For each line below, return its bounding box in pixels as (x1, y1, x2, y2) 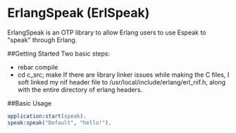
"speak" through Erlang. (7, 35, 77, 44)
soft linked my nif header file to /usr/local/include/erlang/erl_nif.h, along (17, 77, 226, 86)
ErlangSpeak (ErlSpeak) (7, 5, 150, 21)
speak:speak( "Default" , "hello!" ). (7, 119, 112, 126)
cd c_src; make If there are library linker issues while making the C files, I (17, 70, 230, 79)
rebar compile (17, 63, 58, 71)
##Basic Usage (7, 99, 51, 107)
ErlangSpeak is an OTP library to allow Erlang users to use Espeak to (7, 28, 206, 37)
